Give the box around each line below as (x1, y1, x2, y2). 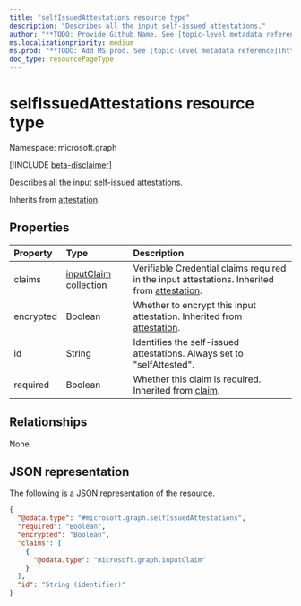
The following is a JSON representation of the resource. (9, 488, 215, 498)
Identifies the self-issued (133, 335, 240, 348)
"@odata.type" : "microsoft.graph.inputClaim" (32, 555, 206, 565)
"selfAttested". (133, 358, 195, 370)
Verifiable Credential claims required (133, 262, 287, 274)
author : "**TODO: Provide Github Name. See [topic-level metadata (9, 30, 262, 39)
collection (65, 279, 107, 291)
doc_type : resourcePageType (9, 55, 115, 64)
